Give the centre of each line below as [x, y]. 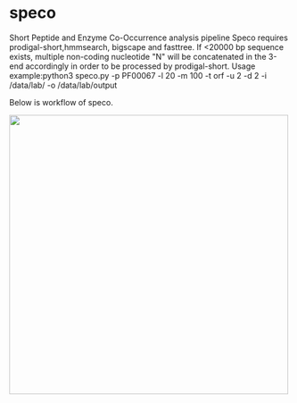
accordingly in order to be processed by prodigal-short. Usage [140, 66]
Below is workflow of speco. [61, 102]
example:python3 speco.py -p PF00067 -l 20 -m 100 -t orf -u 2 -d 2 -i [138, 75]
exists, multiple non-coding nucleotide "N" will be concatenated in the [138, 56]
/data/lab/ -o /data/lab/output [63, 85]
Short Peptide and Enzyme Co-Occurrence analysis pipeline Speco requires [148, 38]
